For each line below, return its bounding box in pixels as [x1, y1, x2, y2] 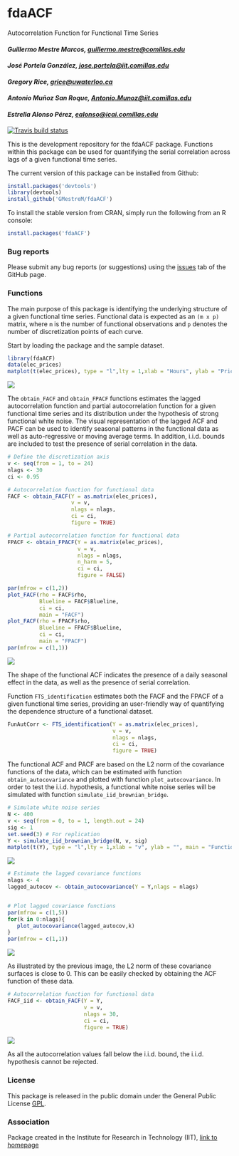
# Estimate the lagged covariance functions [7, 870, 142, 878]
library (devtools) [7, 189, 62, 197]
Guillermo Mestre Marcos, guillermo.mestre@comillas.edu [7, 45, 186, 53]
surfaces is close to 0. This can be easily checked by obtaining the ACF [7, 969, 217, 978]
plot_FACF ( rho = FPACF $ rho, [7, 618, 91, 625]
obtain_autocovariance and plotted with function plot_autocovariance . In [7, 775, 221, 784]
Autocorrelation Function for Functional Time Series [7, 28, 159, 37]
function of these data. [7, 977, 75, 986]
